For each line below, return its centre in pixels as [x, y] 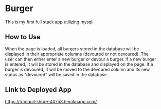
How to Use [23, 37]
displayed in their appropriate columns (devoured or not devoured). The [77, 54]
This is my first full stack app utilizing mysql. [49, 22]
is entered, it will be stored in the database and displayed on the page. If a [79, 64]
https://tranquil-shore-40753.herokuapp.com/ [51, 101]
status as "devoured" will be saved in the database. [56, 74]
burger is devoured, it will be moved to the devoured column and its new [77, 69]
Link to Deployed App [38, 90]
